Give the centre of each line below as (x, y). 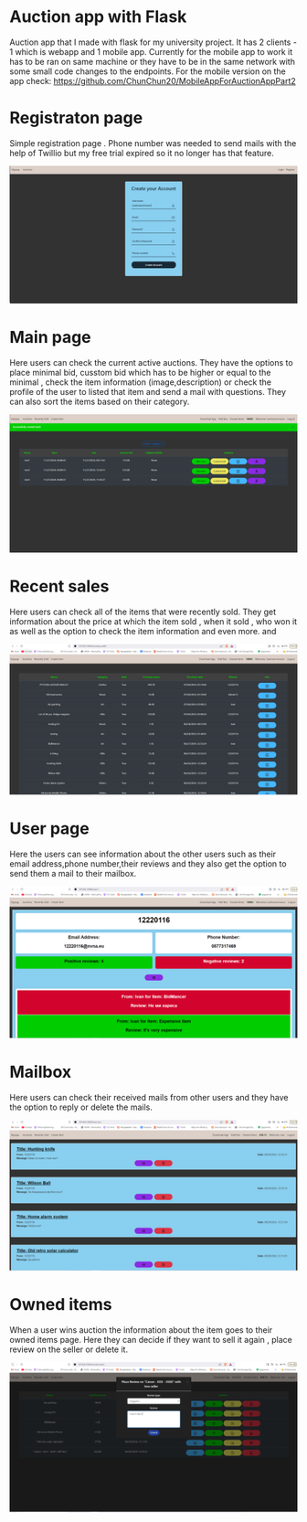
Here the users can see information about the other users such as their (143, 854)
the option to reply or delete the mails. (81, 1107)
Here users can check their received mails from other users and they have (149, 1098)
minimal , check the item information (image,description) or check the (141, 382)
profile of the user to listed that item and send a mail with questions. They (148, 391)
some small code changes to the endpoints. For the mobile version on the (148, 71)
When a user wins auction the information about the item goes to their (141, 1330)
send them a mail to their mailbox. (73, 873)
